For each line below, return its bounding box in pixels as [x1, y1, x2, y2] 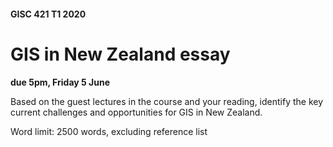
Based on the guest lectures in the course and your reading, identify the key [10, 95, 324, 107]
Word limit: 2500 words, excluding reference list [10, 125, 208, 137]
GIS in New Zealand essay [10, 43, 231, 65]
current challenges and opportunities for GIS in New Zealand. [10, 106, 263, 118]
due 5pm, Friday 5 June [10, 76, 111, 88]
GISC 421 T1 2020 [10, 8, 87, 20]
